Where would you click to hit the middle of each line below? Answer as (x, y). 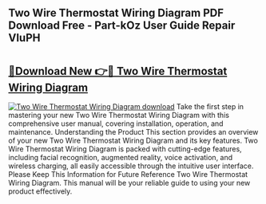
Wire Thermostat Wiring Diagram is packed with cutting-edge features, (125, 149)
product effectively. (40, 191)
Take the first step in (210, 106)
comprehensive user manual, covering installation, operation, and (116, 124)
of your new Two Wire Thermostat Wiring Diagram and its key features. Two (133, 140)
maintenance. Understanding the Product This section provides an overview (133, 132)
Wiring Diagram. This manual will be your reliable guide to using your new (129, 183)
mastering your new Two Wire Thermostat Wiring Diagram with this (119, 115)
